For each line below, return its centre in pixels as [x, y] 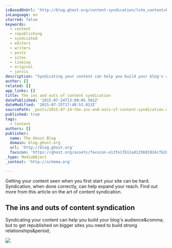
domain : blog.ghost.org [35, 143]
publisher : [17, 133]
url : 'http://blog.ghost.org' [42, 148]
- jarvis [19, 72]
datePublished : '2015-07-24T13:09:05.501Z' [52, 100]
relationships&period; [28, 231]
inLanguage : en [21, 15]
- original [21, 67]
